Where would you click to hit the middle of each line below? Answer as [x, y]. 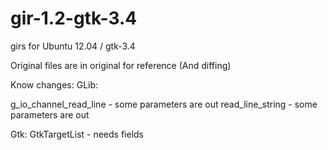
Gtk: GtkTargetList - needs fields [77, 134]
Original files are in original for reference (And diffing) [121, 65]
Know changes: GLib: [54, 84]
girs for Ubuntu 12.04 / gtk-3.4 [73, 46]
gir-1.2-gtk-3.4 [74, 18]
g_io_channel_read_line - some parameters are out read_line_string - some [164, 104]
